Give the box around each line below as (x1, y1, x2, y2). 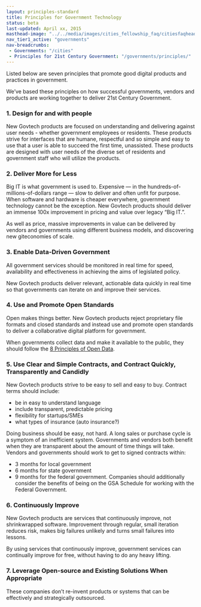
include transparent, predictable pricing (14, 406, 112, 413)
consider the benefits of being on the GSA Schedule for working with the (14, 480, 194, 487)
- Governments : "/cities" (8, 48, 74, 54)
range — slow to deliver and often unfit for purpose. (53, 189, 181, 197)
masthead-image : (6, 31, 47, 37)
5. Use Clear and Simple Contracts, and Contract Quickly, (6, 360, 176, 369)
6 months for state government (14, 467, 92, 474)
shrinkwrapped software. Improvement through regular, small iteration (6, 521, 179, 528)
